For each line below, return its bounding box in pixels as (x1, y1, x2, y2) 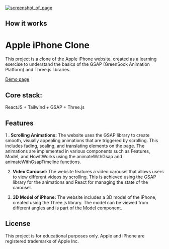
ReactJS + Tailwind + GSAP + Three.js (5, 104, 84, 110)
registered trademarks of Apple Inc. (5, 238, 79, 244)
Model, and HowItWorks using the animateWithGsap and (5, 153, 122, 159)
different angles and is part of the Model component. (12, 205, 122, 211)
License (5, 219, 31, 228)
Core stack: (5, 91, 43, 99)
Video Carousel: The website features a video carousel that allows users (12, 168, 164, 174)
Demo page (5, 76, 30, 82)
